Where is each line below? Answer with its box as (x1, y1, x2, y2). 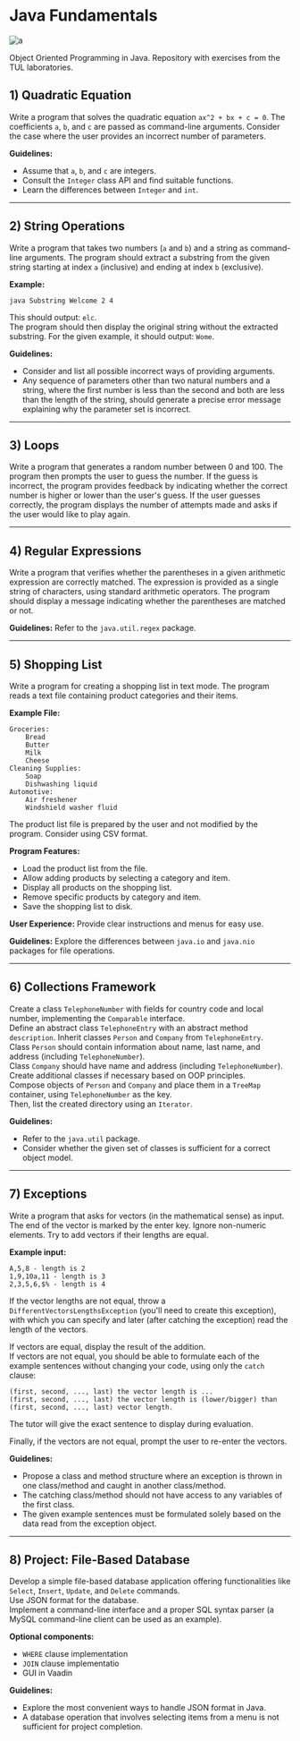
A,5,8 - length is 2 (9, 1264, 87, 1273)
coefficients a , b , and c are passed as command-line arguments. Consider (9, 121, 280, 132)
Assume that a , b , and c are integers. (21, 165, 156, 175)
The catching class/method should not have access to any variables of (21, 1489, 283, 1500)
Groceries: (9, 725, 50, 734)
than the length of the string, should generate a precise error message (21, 394, 281, 405)
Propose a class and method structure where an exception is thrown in (21, 1470, 283, 1481)
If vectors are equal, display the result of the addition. (9, 1341, 206, 1352)
